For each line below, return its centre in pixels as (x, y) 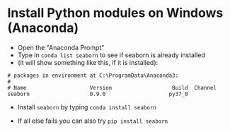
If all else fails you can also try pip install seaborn (93, 121)
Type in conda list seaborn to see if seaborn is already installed (111, 55)
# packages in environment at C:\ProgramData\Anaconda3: (93, 76)
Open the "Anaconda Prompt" (61, 47)
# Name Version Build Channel (112, 88)
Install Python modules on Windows (115, 13)
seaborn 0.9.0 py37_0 (98, 94)
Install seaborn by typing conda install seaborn (87, 107)
